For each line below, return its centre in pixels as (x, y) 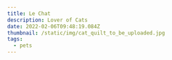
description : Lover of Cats (48, 20)
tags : (15, 39)
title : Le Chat (29, 13)
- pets (23, 46)
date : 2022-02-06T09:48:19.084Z (54, 26)
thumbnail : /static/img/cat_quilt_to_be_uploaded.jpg (86, 33)
